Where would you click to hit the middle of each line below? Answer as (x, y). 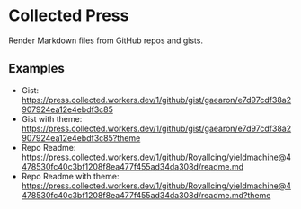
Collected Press (69, 16)
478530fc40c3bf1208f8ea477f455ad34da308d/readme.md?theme (146, 195)
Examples (36, 69)
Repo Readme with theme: (70, 176)
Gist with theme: (52, 118)
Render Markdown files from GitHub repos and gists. (106, 40)
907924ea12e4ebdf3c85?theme (81, 138)
